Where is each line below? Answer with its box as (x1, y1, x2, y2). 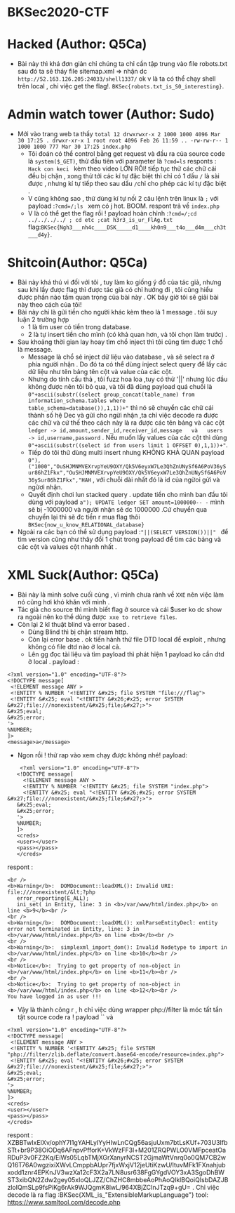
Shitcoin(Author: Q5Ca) (7, 255, 148, 271)
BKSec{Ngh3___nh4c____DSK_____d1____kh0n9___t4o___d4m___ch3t (41, 224, 227, 232)
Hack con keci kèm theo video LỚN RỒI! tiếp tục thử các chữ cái (27, 164, 217, 173)
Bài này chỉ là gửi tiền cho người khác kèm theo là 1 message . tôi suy (17, 308, 217, 316)
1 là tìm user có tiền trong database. (27, 323, 132, 331)
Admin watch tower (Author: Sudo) (7, 107, 215, 123)
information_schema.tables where (27, 397, 126, 404)
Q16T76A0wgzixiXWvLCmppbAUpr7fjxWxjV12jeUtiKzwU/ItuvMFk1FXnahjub (7, 1160, 226, 1169)
